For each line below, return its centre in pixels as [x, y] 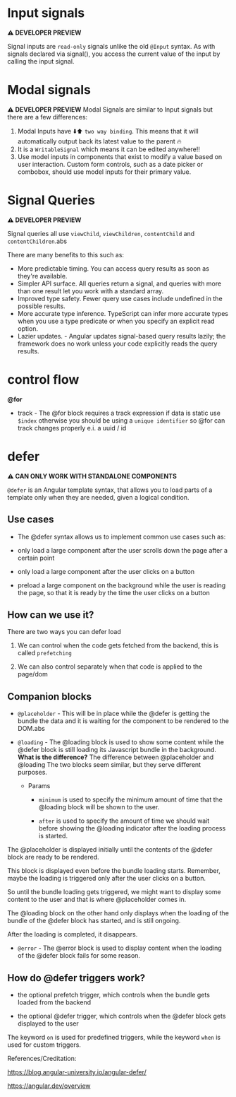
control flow [43, 380]
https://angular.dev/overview [49, 1086]
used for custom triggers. [44, 1045]
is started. [53, 836]
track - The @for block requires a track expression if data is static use [119, 413]
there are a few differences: [48, 117]
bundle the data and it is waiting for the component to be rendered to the [123, 721]
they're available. [42, 276]
